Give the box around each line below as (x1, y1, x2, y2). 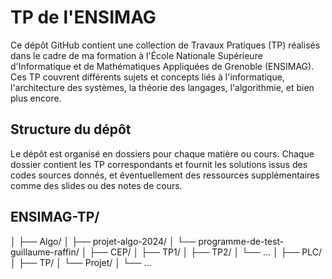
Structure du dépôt (10, 121, 132, 138)
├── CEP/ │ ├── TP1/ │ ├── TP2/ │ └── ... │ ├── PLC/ (89, 246, 323, 258)
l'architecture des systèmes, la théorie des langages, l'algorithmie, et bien (10, 81, 315, 93)
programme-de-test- (198, 235, 285, 247)
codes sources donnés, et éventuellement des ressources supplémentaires (10, 169, 320, 181)
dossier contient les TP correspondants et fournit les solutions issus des (10, 158, 308, 170)
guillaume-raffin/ (10, 246, 80, 258)
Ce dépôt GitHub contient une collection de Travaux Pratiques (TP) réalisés (10, 39, 321, 51)
